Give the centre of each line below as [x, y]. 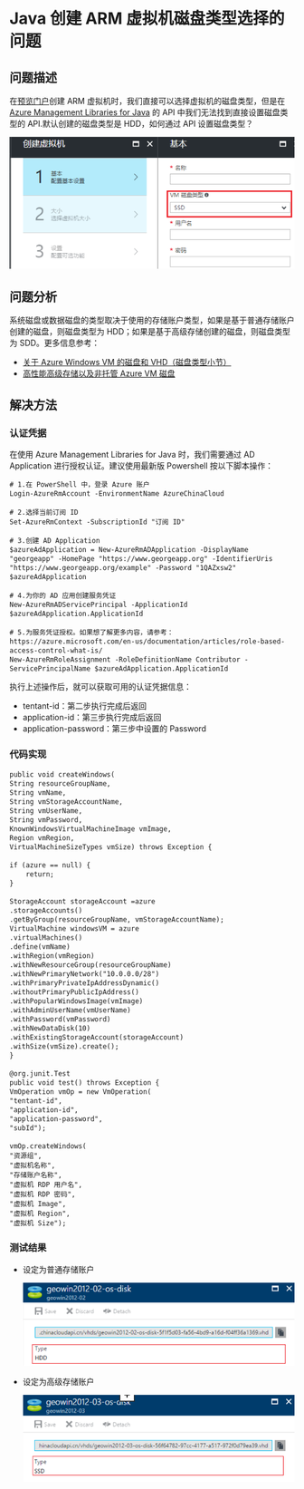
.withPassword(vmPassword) [60, 1020]
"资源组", [26, 1156]
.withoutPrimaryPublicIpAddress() [75, 992]
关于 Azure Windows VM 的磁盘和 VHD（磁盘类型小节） [127, 363]
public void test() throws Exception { [85, 1083]
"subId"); [28, 1128]
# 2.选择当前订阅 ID [44, 512]
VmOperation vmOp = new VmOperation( [81, 1092]
